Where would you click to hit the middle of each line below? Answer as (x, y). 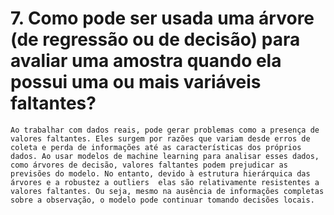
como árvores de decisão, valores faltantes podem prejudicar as (149, 165)
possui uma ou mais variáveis (136, 82)
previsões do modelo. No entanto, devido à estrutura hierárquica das (160, 173)
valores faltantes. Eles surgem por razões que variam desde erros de (160, 138)
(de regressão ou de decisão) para (155, 39)
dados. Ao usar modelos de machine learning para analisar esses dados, (165, 156)
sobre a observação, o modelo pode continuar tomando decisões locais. (162, 200)
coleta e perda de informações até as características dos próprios (156, 147)
